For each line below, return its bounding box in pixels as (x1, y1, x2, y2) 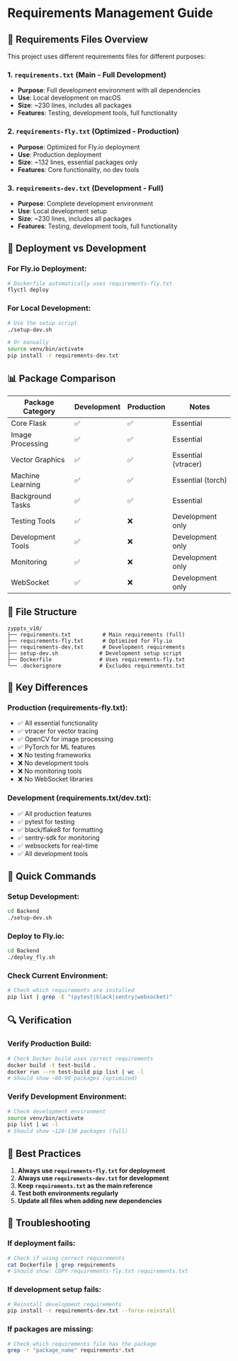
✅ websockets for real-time (17, 841, 98, 850)
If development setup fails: (7, 1285, 101, 1295)
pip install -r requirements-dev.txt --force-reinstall (7, 1307, 176, 1315)
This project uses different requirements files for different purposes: (7, 52, 206, 60)
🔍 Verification (7, 1014, 72, 1026)
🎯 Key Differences (7, 681, 89, 694)
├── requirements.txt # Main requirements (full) (7, 631, 186, 638)
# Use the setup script (7, 319, 78, 326)
